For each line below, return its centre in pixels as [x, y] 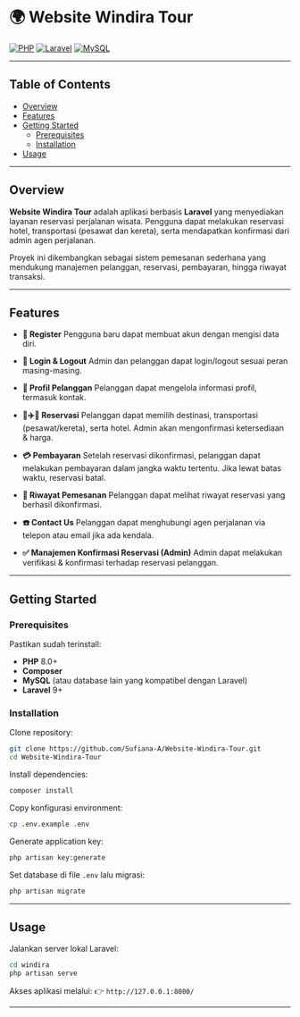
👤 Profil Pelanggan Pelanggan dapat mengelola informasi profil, [139, 388]
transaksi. [27, 276]
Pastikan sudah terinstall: [55, 644]
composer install [42, 791]
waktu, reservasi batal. [64, 478]
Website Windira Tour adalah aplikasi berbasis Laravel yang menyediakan [146, 212]
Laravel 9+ [42, 690]
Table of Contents [60, 84]
